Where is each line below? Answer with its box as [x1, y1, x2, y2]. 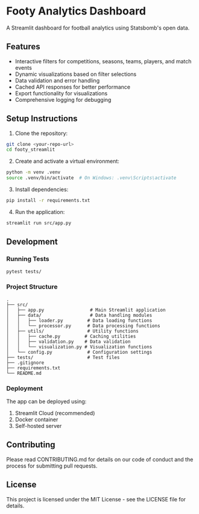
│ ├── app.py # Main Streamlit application [6, 307, 166, 313]
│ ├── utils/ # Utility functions [6, 328, 139, 334]
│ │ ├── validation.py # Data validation [6, 339, 131, 345]
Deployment [6, 384, 43, 392]
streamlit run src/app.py [6, 220, 71, 226]
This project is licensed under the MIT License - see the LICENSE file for [6, 495, 186, 503]
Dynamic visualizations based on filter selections [14, 71, 137, 78]
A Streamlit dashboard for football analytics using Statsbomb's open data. [6, 24, 190, 31]
